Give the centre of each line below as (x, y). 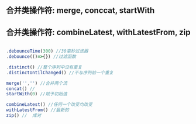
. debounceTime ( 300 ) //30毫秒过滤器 (47, 51)
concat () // (20, 89)
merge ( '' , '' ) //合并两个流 (37, 83)
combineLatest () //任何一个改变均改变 (49, 105)
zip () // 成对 (24, 116)
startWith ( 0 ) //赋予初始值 (37, 94)
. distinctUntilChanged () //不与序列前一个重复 (60, 73)
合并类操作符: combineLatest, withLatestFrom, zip (98, 32)
